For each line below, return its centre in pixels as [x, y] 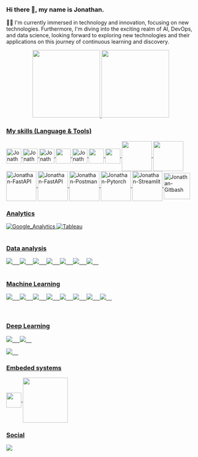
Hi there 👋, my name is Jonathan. [55, 10]
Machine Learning [33, 284]
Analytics [20, 214]
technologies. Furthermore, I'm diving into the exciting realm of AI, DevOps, [99, 29]
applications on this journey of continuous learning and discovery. [88, 42]
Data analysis [26, 248]
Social [16, 435]
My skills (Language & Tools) [49, 131]
